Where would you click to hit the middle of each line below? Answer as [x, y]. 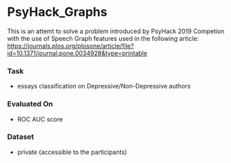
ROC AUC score [40, 119]
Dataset [21, 137]
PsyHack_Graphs [57, 12]
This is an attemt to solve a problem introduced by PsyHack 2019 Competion [116, 31]
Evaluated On [30, 104]
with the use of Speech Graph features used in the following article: [103, 38]
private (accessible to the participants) [72, 152]
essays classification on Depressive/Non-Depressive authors [104, 86]
